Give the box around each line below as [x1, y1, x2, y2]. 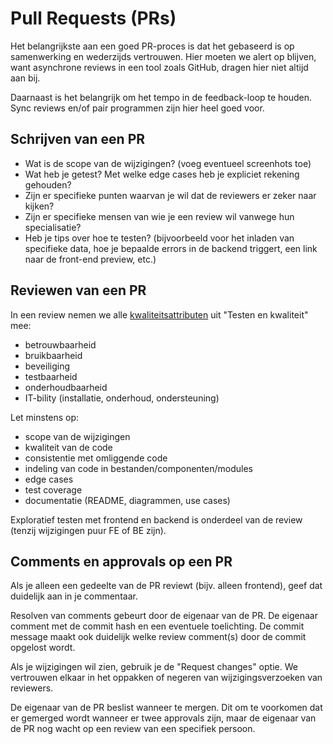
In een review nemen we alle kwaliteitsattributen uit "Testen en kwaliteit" [10, 308, 309, 321]
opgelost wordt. [10, 642, 76, 654]
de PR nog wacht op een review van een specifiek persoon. [10, 723, 256, 735]
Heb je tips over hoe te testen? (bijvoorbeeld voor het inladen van [24, 232, 295, 244]
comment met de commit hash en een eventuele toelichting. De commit [10, 620, 305, 632]
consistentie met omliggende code [24, 452, 168, 464]
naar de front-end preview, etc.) [24, 253, 157, 265]
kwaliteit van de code [24, 441, 113, 453]
